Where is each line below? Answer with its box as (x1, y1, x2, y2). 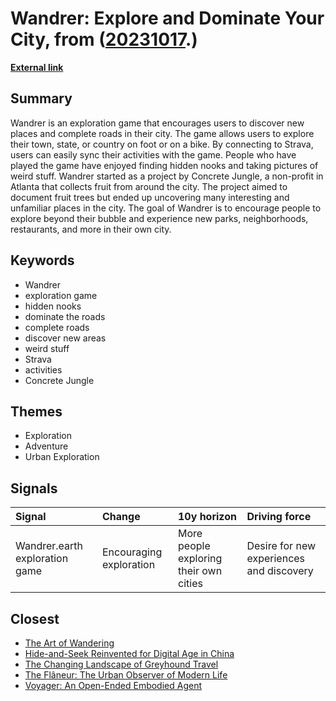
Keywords (10, 252, 75, 269)
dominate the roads (24, 310, 106, 322)
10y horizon (178, 510, 237, 524)
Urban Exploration (24, 451, 100, 463)
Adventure (24, 440, 69, 452)
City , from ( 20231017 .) (10, 28, 198, 51)
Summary (10, 90, 73, 107)
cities (178, 577, 203, 591)
